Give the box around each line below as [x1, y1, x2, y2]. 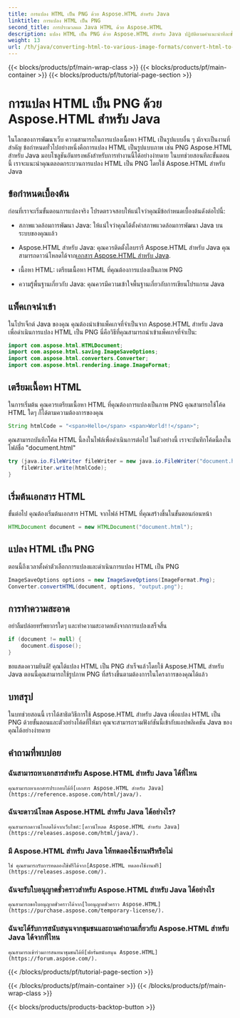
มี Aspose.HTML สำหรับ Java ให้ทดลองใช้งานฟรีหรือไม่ [8, 846, 173, 856]
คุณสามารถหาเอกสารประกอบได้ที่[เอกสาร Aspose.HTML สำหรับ [8, 785, 145, 792]
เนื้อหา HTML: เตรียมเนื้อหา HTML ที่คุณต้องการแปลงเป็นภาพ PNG [18, 265, 183, 274]
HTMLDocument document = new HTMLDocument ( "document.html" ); [8, 524, 194, 531]
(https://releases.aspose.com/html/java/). [8, 829, 140, 836]
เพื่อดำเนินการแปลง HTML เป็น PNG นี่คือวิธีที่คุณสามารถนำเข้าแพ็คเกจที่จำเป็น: [8, 327, 197, 336]
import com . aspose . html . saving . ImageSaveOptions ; [8, 348, 159, 356]
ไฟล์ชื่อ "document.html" [8, 443, 76, 452]
